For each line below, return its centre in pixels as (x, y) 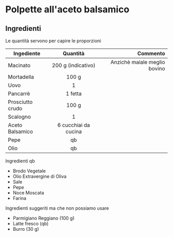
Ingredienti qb (20, 161)
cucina (74, 131)
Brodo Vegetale (29, 171)
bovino (157, 69)
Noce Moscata (28, 193)
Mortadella (21, 77)
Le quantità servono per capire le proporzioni (53, 41)
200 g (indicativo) (74, 65)
